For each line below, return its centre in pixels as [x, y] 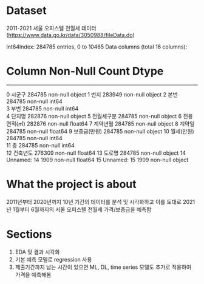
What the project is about [71, 184]
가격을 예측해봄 [33, 274]
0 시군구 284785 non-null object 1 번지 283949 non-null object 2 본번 [92, 94]
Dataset [26, 11]
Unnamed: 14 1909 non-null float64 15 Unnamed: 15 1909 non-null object [97, 160]
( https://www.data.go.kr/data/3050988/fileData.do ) [70, 35]
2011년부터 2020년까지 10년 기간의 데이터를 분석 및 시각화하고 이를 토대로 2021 [101, 201]
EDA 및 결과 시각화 [37, 252]
